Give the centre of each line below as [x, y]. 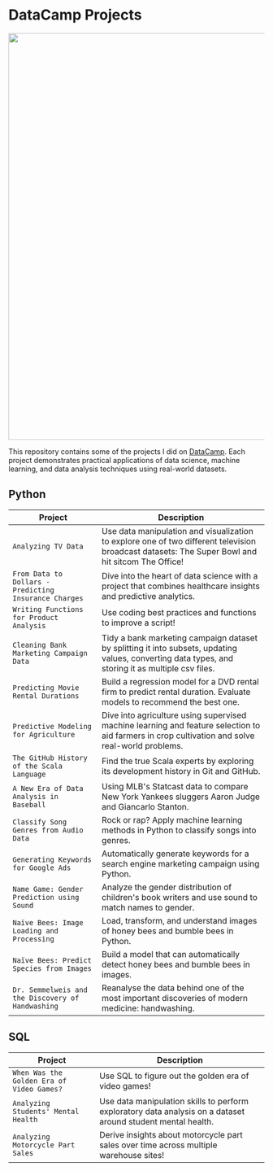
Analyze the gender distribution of [167, 887]
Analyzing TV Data [48, 546]
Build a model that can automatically [171, 954]
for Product [36, 617]
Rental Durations [46, 696]
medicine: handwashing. [148, 1008]
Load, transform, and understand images [179, 920]
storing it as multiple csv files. [158, 668]
